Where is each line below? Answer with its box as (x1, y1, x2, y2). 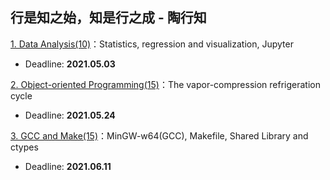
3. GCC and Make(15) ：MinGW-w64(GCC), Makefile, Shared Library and (10, 129, 309, 142)
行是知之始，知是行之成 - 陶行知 (10, 9, 207, 27)
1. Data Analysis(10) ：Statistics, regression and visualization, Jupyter (10, 38, 294, 50)
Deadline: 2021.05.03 (24, 58, 116, 70)
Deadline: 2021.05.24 (24, 109, 116, 121)
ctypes (10, 141, 39, 153)
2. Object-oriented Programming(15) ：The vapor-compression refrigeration (10, 78, 322, 90)
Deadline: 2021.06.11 (24, 160, 112, 172)
